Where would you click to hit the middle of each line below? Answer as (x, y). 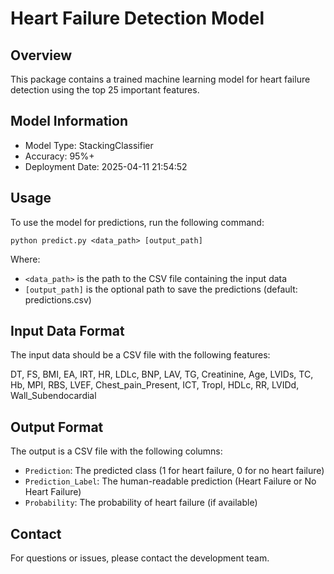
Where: (25, 259)
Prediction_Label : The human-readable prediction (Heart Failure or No (170, 481)
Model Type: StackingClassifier (89, 145)
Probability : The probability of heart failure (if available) (141, 503)
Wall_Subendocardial (53, 396)
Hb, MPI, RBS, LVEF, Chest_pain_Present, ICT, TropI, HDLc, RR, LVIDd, (155, 385)
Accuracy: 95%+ (59, 156)
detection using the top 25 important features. (105, 90)
